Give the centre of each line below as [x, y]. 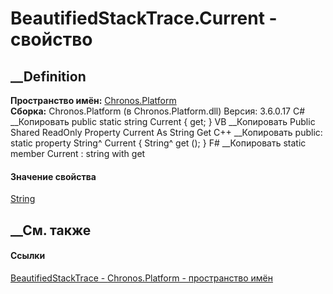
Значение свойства [53, 176]
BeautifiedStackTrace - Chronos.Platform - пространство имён [141, 278]
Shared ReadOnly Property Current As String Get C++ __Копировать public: [166, 132]
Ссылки [28, 256]
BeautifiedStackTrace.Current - [144, 18]
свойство [51, 39]
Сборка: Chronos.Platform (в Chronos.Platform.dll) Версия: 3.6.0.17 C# [158, 111]
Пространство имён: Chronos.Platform [93, 100]
